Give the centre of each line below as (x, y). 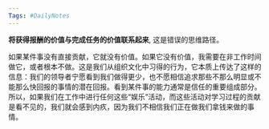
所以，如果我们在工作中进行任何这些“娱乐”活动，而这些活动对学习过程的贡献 (134, 96)
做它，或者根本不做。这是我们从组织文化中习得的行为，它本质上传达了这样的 (135, 67)
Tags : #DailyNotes (39, 16)
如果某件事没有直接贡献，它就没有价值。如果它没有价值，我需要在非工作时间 (135, 56)
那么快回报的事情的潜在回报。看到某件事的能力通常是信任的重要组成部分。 (138, 87)
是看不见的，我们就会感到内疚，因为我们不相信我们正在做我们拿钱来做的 (128, 107)
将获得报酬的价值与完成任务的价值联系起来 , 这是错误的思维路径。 (116, 39)
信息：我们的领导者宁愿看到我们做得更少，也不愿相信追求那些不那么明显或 (131, 76)
